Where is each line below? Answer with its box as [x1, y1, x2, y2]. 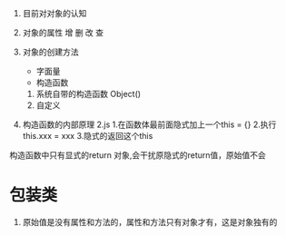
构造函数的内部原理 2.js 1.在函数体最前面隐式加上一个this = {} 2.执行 [22, 119, 277, 130]
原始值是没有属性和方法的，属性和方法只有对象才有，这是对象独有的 [22, 216, 278, 227]
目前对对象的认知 [22, 8, 87, 18]
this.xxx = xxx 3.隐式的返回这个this [22, 131, 153, 141]
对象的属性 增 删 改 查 [22, 27, 104, 38]
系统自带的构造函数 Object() [35, 89, 142, 99]
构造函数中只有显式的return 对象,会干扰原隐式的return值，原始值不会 [9, 150, 266, 161]
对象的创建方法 [22, 46, 79, 57]
